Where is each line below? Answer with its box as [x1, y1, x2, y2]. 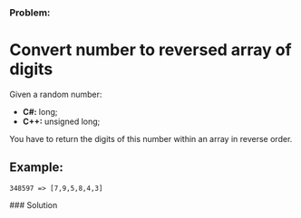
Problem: [9, 6, 51, 19]
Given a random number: [9, 89, 102, 100]
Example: [9, 160, 63, 175]
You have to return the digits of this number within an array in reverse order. [9, 133, 293, 144]
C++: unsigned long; [22, 116, 101, 127]
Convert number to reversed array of [9, 40, 292, 61]
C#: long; [22, 106, 58, 117]
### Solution [9, 199, 58, 210]
